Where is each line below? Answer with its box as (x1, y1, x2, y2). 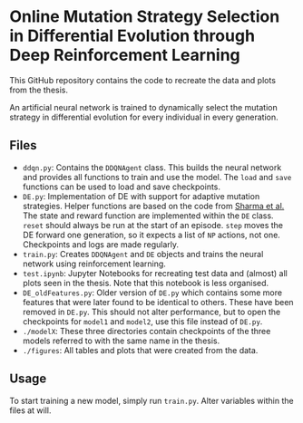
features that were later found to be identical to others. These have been (22, 296, 294, 307)
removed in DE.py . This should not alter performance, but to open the (22, 306, 281, 317)
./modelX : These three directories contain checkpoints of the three (22, 325, 271, 336)
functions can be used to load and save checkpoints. (22, 181, 220, 192)
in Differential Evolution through (9, 25, 256, 46)
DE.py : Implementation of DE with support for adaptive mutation (22, 190, 260, 201)
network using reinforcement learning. (22, 258, 166, 269)
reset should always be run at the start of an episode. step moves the (22, 219, 284, 230)
